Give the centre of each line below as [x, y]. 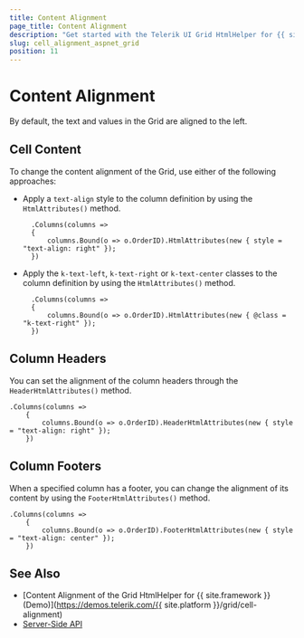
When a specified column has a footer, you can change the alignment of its [149, 488]
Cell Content [45, 150]
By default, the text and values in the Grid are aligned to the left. [128, 121]
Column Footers [56, 467]
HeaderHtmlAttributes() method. [71, 390]
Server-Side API [52, 624]
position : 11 [34, 52]
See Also [35, 573]
